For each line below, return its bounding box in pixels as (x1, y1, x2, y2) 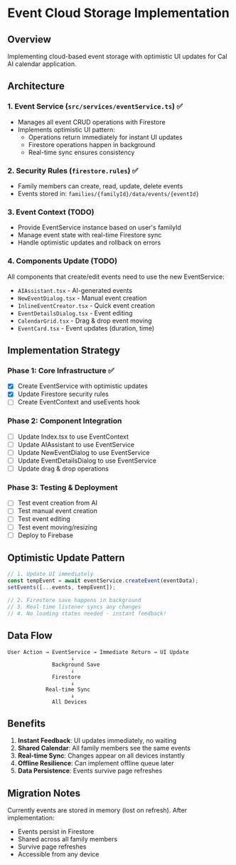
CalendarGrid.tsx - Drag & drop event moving (17, 316, 152, 325)
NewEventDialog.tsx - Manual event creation (17, 294, 147, 302)
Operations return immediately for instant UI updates (28, 133, 183, 141)
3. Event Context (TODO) (7, 207, 95, 217)
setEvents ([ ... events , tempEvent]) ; (7, 584, 116, 591)
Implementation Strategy (7, 344, 121, 356)
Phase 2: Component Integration (7, 416, 122, 426)
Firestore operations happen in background (28, 140, 156, 149)
